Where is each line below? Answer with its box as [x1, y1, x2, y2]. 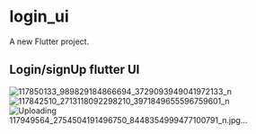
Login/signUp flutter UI [9, 62, 140, 77]
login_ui [9, 6, 69, 27]
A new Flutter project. [9, 36, 90, 47]
